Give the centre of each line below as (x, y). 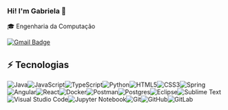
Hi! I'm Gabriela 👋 (37, 11)
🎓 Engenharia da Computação (51, 26)
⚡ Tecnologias (38, 65)
